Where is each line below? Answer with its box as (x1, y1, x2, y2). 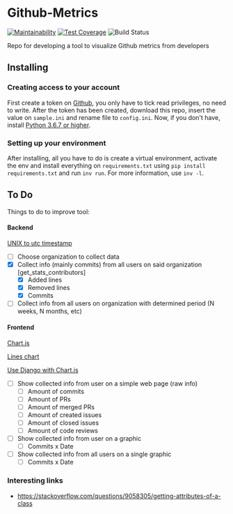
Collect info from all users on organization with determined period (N (17, 299, 214, 308)
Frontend (7, 323, 35, 331)
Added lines (27, 275, 63, 284)
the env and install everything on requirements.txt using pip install (7, 161, 206, 169)
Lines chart (7, 352, 40, 361)
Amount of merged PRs (27, 402, 95, 411)
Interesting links (7, 476, 64, 485)
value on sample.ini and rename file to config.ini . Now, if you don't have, (7, 113, 220, 121)
